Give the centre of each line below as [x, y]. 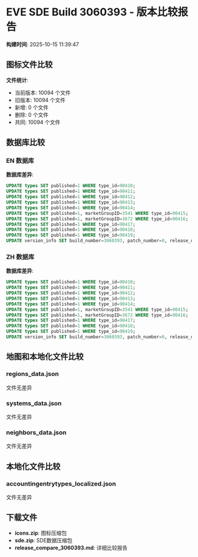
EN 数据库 [20, 161]
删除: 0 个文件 [32, 114]
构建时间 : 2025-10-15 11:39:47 [43, 44]
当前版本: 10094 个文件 [42, 93]
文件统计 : [17, 80]
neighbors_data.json [36, 433]
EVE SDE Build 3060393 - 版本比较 [92, 12]
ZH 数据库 [20, 257]
